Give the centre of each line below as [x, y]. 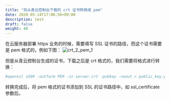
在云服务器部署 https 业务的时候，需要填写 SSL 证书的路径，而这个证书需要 [84, 44]
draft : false [19, 24]
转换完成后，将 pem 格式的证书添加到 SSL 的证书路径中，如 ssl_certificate [82, 87]
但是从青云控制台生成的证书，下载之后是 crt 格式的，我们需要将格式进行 [80, 61]
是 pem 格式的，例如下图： [33, 50]
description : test [25, 19]
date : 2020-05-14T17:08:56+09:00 [40, 15]
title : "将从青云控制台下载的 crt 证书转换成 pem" [54, 10]
